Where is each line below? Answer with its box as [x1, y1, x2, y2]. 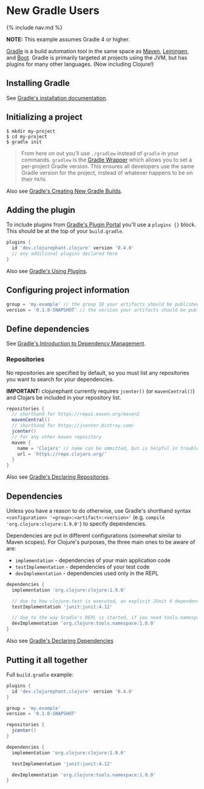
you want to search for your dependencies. [6, 376, 114, 383]
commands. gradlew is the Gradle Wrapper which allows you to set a [21, 156, 192, 163]
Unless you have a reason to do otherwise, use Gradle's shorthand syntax [6, 507, 191, 514]
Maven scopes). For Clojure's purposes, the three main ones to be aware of [6, 538, 195, 546]
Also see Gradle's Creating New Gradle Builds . [6, 187, 123, 195]
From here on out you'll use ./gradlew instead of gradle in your [21, 149, 179, 157]
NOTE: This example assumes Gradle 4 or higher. [6, 35, 131, 43]
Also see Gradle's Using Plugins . [6, 267, 88, 274]
